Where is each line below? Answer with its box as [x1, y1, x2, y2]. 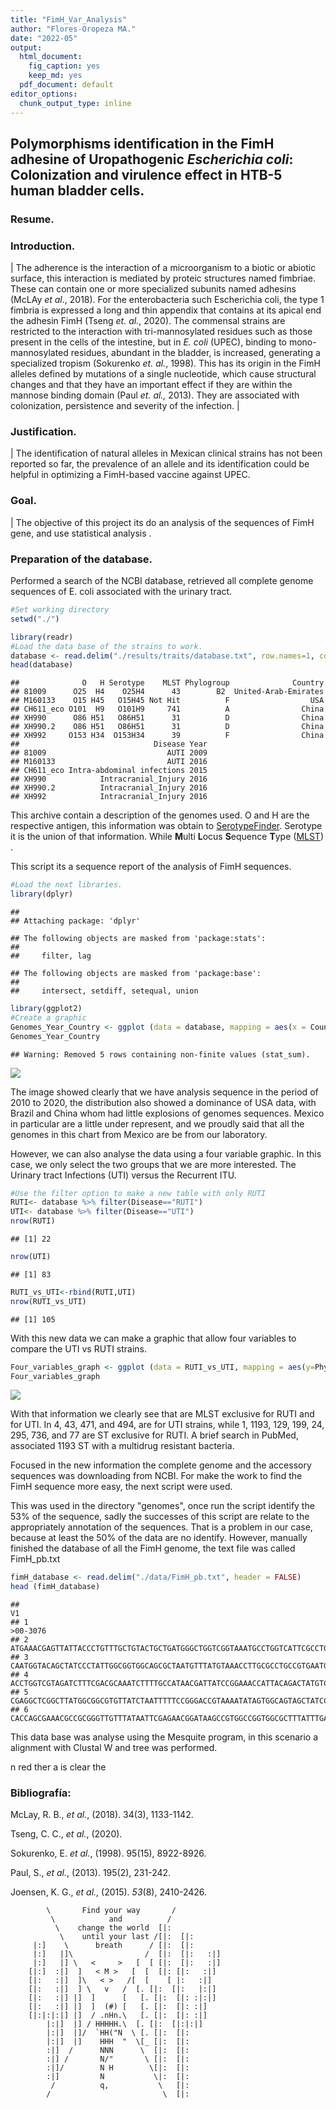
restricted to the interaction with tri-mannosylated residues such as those [10, 326, 313, 338]
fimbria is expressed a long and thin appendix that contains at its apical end [10, 304, 322, 316]
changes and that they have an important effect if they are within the [10, 379, 293, 391]
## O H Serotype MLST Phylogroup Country [10, 678, 325, 688]
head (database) [10, 660, 74, 670]
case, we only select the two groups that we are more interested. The [10, 1158, 297, 1170]
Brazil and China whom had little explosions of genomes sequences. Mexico [10, 1107, 325, 1119]
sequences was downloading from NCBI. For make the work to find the [10, 1470, 303, 1482]
